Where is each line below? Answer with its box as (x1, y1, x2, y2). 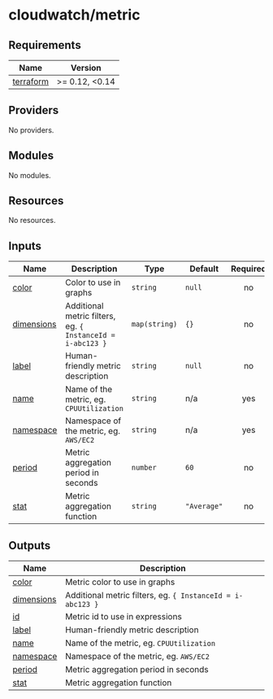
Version (70, 63, 102, 73)
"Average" (185, 502, 223, 511)
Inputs (8, 238, 42, 253)
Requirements (8, 38, 81, 52)
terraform (12, 76, 50, 87)
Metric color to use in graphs (64, 576, 175, 588)
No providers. (8, 125, 54, 135)
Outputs (8, 539, 51, 553)
